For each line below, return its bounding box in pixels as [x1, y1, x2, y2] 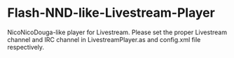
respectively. [7, 43, 44, 51]
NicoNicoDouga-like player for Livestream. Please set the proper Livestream [7, 28, 228, 36]
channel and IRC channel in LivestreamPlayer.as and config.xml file [7, 35, 201, 43]
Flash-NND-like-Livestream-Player [7, 5, 215, 21]
